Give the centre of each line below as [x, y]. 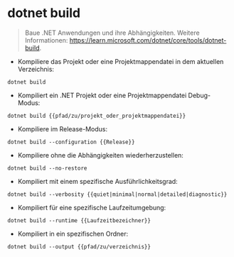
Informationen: [46, 40]
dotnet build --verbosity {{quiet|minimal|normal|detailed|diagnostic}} [117, 194]
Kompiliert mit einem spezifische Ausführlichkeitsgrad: [97, 181]
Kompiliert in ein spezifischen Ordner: [73, 234]
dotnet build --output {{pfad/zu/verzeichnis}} [79, 246]
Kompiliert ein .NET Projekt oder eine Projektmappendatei [102, 95]
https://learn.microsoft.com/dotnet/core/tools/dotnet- [148, 40]
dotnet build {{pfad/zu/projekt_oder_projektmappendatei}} [97, 116]
